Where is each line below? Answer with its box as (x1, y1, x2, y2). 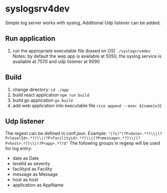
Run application (5, 34, 56, 43)
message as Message (12, 171, 58, 177)
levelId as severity (12, 161, 50, 167)
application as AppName (12, 182, 64, 188)
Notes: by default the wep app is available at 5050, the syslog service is (12, 53, 162, 59)
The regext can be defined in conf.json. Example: (5, 131, 107, 137)
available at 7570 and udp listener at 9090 (12, 58, 100, 65)
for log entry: (5, 146, 33, 152)
